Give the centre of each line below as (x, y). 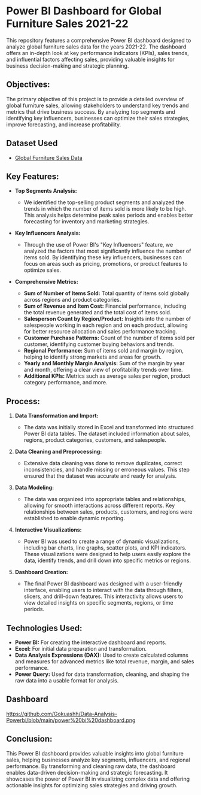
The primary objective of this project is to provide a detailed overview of (95, 99)
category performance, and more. (66, 383)
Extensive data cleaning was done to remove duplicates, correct (103, 463)
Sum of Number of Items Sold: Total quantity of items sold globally (106, 293)
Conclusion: (29, 739)
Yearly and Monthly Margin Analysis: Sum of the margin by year (104, 363)
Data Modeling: (34, 488)
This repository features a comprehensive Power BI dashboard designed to (99, 40)
